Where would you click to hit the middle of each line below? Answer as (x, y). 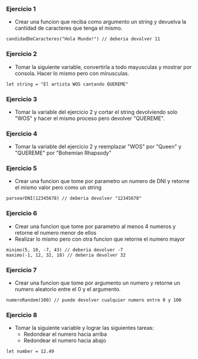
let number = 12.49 (30, 352)
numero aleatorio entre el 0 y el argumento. (68, 289)
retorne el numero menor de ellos (55, 232)
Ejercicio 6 (22, 213)
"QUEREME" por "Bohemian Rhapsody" (63, 153)
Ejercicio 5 (22, 168)
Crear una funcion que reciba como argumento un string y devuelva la (100, 22)
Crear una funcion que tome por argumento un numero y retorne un (98, 283)
